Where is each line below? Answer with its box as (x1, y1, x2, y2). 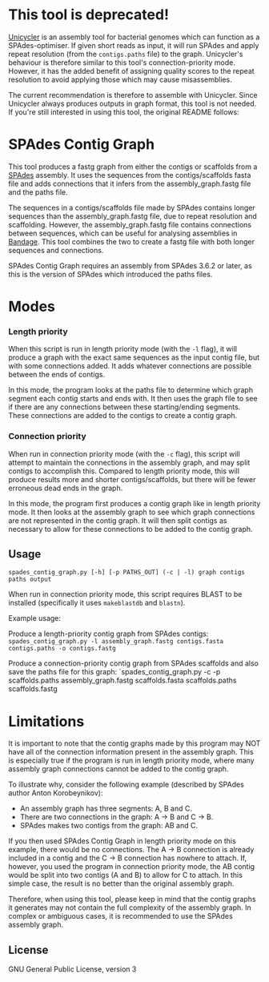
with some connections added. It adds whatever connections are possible (8, 361, 252, 371)
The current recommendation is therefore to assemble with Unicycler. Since (8, 90, 258, 99)
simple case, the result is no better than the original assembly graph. (8, 879, 235, 888)
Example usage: (8, 614, 62, 623)
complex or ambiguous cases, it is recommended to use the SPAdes (8, 912, 234, 921)
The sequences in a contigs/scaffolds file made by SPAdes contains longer (8, 203, 256, 212)
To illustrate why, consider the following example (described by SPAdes (8, 779, 244, 790)
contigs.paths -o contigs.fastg (8, 645, 116, 653)
